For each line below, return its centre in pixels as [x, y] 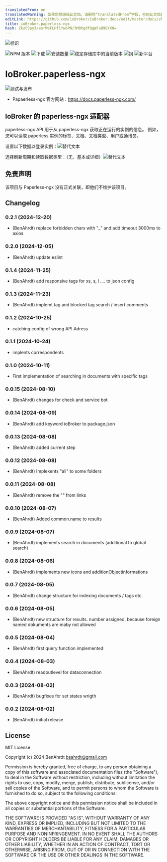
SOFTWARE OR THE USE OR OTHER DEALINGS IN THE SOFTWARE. [75, 855]
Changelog [23, 203]
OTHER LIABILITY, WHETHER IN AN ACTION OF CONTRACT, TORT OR [78, 845]
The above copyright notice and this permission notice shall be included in [81, 803]
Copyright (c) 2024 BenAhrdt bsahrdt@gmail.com [56, 757]
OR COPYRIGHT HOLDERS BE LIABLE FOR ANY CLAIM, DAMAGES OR [77, 839]
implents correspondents [38, 352]
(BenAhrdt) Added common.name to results [57, 519]
